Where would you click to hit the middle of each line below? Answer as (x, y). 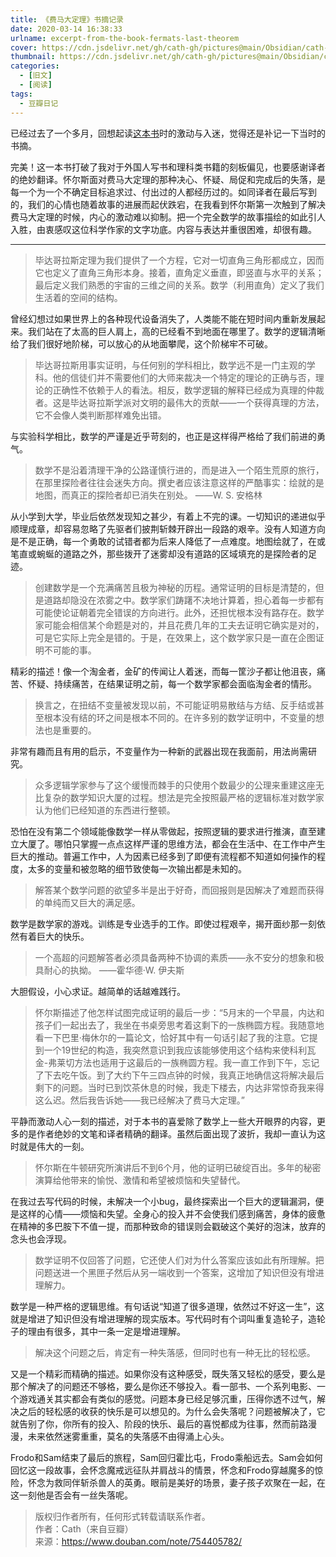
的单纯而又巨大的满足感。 (87, 902)
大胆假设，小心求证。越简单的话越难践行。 (98, 991)
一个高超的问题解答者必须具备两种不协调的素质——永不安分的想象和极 (179, 957)
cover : (24, 47)
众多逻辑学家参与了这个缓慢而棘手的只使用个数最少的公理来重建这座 (175, 785)
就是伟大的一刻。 (54, 1146)
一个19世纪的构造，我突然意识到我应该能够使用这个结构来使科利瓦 (180, 1050)
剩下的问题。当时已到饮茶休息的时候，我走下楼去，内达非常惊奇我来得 (179, 1087)
